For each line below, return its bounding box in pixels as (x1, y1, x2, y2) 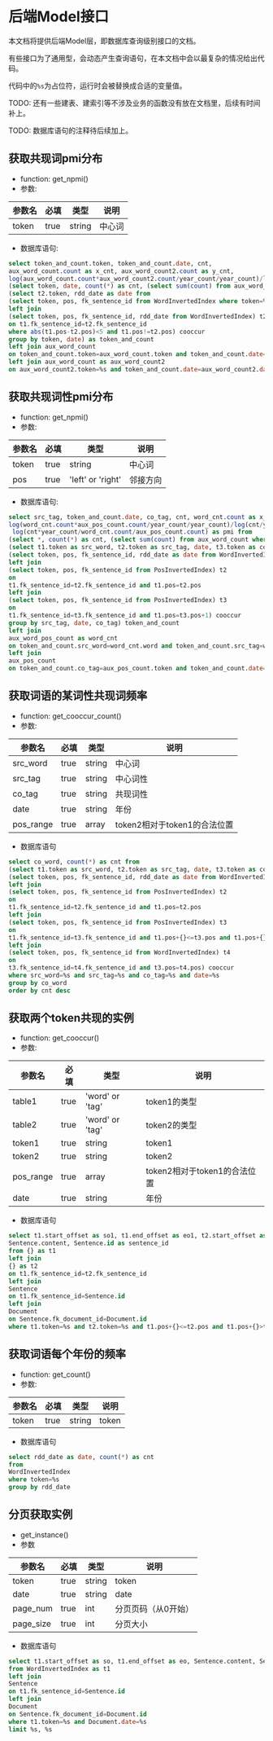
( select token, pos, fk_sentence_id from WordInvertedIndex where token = (8, 297, 264, 306)
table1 (12, 1096, 37, 1107)
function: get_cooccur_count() (19, 710, 122, 721)
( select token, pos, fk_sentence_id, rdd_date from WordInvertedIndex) (8, 312, 256, 320)
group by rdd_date (8, 1484, 71, 1492)
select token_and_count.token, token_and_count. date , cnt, (8, 259, 213, 267)
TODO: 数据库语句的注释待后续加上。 (8, 125, 133, 135)
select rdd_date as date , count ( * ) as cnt (8, 1453, 154, 1461)
